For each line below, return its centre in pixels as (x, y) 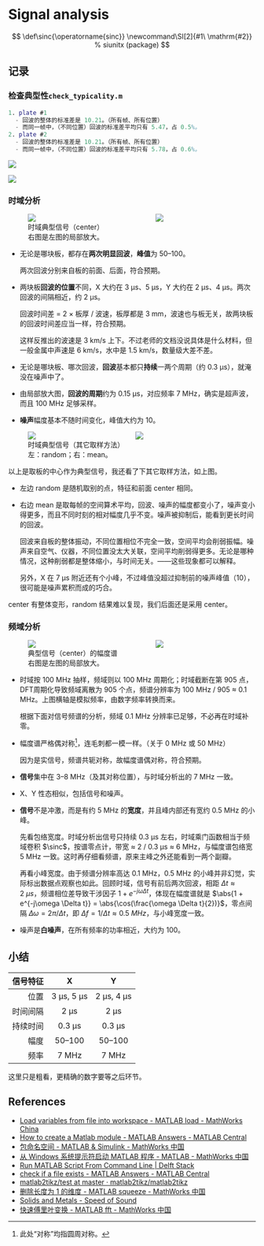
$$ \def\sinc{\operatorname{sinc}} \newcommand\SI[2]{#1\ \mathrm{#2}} (132, 36)
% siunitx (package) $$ (132, 44)
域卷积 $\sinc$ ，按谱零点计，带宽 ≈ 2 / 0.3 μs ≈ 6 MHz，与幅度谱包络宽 (136, 847)
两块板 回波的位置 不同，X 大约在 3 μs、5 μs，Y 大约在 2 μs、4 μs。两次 (135, 287)
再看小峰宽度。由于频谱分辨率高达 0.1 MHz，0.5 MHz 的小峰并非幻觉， (134, 873)
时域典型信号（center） (66, 227)
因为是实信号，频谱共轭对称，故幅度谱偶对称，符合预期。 (112, 760)
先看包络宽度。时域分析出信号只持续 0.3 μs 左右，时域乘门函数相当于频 (134, 837)
